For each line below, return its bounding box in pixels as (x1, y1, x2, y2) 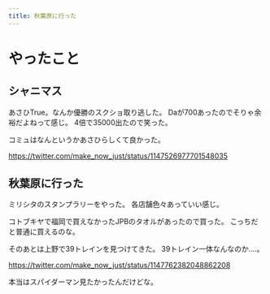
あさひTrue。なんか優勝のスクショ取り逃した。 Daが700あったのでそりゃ (8, 107, 255, 117)
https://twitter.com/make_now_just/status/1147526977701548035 (8, 151, 229, 161)
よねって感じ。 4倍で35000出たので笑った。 (22, 117, 172, 127)
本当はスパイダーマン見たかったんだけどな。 (8, 277, 159, 287)
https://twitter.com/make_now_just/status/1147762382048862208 (8, 261, 231, 270)
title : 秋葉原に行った (8, 11, 77, 20)
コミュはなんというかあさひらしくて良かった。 (8, 135, 165, 145)
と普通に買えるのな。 (8, 227, 80, 236)
